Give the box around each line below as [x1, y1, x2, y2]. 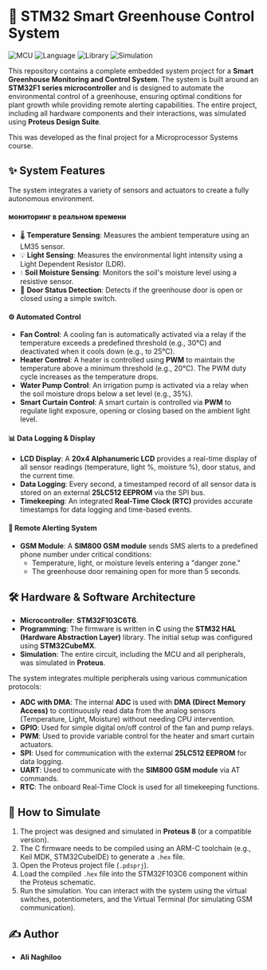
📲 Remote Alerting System [8, 523, 97, 533]
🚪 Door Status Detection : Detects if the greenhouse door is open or [19, 285, 243, 295]
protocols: [8, 682, 42, 691]
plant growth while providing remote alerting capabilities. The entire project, [8, 100, 257, 109]
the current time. [19, 471, 75, 481]
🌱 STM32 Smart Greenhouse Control [8, 7, 255, 26]
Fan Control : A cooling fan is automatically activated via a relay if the [19, 330, 246, 339]
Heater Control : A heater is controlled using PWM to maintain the [19, 355, 235, 365]
